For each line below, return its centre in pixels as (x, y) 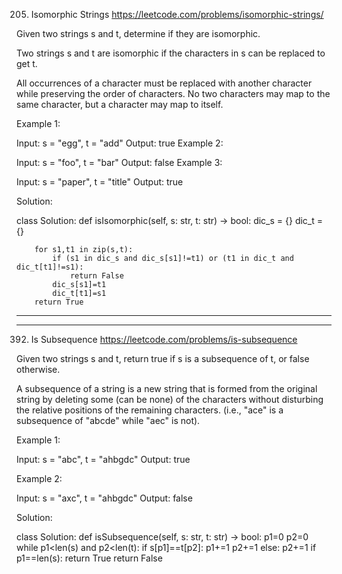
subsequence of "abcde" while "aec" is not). (108, 420)
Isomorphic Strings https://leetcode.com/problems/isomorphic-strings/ (177, 14)
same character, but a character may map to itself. (120, 104)
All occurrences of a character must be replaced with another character (164, 83)
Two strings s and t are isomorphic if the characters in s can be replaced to (171, 53)
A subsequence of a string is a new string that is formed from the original (167, 388)
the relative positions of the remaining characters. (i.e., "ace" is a (150, 410)
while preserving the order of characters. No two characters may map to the (173, 93)
